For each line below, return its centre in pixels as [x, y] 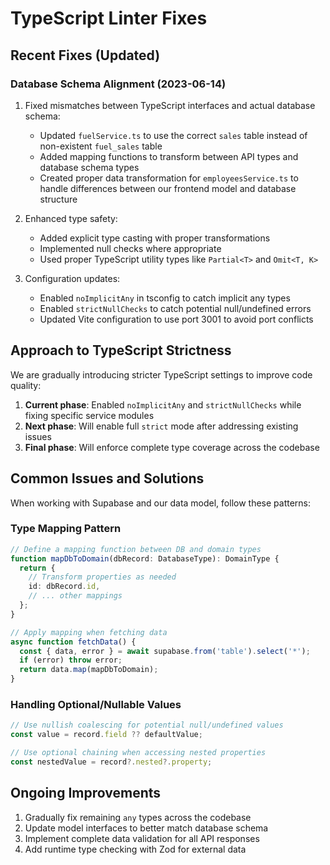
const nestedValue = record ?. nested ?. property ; [111, 762]
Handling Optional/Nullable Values [96, 704]
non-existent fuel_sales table [101, 146]
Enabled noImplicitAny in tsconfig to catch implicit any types [165, 298]
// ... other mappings [75, 596]
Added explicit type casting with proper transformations [155, 238]
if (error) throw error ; [71, 660]
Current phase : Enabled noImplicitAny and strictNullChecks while [163, 404]
